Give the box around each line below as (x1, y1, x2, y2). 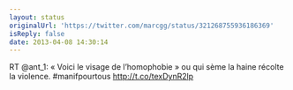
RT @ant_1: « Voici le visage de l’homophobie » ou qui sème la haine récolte (9, 62, 284, 72)
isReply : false (9, 29, 65, 38)
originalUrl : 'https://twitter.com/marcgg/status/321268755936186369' (9, 21, 274, 30)
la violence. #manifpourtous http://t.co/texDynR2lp (9, 71, 194, 82)
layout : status (9, 12, 65, 22)
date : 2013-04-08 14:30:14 (9, 37, 109, 47)
